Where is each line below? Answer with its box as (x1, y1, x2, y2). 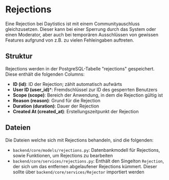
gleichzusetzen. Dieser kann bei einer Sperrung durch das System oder (5, 26, 156, 32)
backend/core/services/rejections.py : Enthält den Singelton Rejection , (12, 158, 164, 164)
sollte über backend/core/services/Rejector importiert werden (12, 169, 144, 175)
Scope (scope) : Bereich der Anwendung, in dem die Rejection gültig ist (12, 92, 163, 98)
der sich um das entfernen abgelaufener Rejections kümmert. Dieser (12, 163, 157, 169)
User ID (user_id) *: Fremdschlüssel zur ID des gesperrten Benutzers (12, 86, 158, 93)
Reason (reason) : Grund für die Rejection (12, 97, 101, 103)
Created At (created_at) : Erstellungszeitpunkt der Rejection (12, 108, 139, 114)
